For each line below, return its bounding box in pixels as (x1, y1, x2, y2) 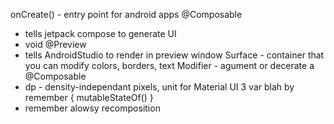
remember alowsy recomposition (24, 102, 161, 114)
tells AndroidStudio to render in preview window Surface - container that (24, 49, 325, 61)
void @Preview (24, 39, 87, 50)
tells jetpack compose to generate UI (24, 28, 177, 39)
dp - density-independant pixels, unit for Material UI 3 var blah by (24, 81, 295, 93)
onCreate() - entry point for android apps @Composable (10, 9, 243, 20)
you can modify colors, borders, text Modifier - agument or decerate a (24, 60, 315, 71)
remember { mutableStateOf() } (24, 92, 154, 103)
